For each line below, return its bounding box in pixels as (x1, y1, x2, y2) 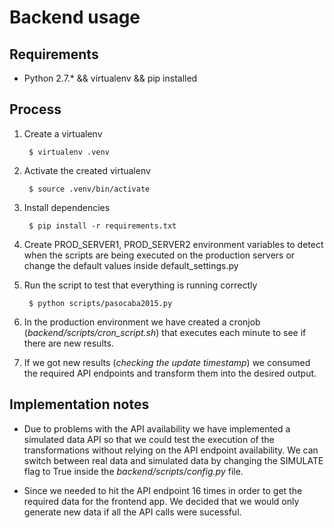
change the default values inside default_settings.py (23, 259, 239, 271)
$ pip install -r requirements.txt (28, 221, 177, 231)
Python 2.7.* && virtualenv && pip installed (23, 72, 198, 84)
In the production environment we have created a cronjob (23, 316, 261, 328)
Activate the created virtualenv (23, 164, 151, 176)
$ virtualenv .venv (28, 147, 110, 157)
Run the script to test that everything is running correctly (23, 279, 258, 291)
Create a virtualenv (23, 127, 103, 140)
